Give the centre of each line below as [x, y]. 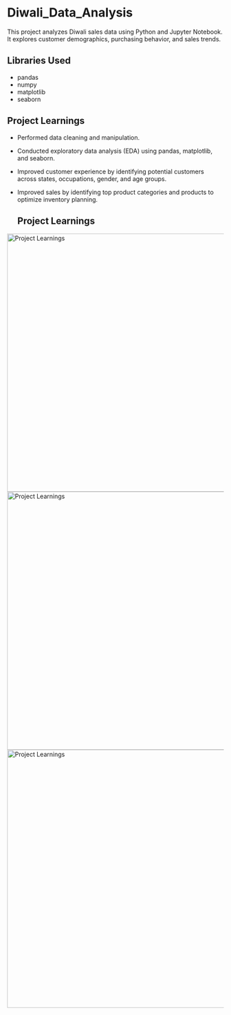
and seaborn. [36, 158]
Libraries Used [39, 61]
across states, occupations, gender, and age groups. [92, 179]
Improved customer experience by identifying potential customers [110, 171]
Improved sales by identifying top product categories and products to [115, 192]
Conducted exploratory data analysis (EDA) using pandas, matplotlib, [115, 151]
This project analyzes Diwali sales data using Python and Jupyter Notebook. [115, 32]
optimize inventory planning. [57, 199]
